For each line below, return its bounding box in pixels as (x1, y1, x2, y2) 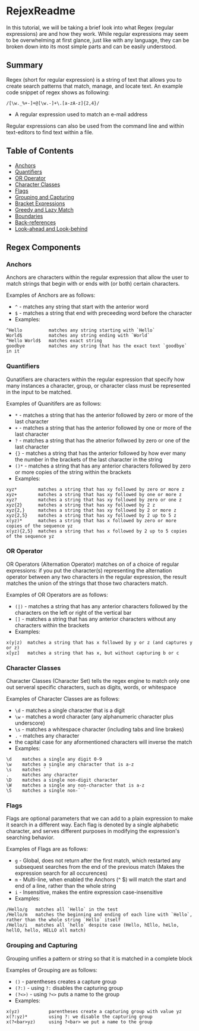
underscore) (14, 720, 46, 727)
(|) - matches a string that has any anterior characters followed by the (14, 602, 188, 609)
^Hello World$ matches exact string (6, 338, 102, 344)
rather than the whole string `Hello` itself (6, 917, 121, 923)
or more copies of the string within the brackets (14, 468, 132, 475)
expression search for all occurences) (14, 869, 108, 877)
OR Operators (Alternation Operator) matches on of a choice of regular (6, 561, 179, 568)
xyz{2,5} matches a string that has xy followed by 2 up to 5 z (6, 512, 177, 518)
